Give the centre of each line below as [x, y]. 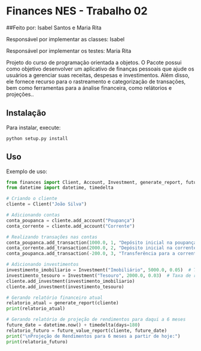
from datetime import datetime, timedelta [60, 188]
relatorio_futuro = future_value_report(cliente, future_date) [87, 331]
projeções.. [20, 94]
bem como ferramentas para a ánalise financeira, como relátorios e [89, 87]
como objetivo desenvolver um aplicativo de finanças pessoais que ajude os [100, 69]
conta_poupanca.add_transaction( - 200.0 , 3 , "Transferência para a [91, 254]
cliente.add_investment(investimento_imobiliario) [71, 281]
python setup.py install [37, 138]
